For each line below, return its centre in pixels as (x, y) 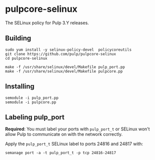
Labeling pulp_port (35, 117)
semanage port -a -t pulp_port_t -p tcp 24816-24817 (61, 153)
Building (18, 38)
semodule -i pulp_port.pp (32, 98)
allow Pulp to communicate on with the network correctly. (64, 134)
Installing (20, 87)
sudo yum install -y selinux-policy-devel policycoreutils (69, 50)
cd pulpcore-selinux (26, 58)
